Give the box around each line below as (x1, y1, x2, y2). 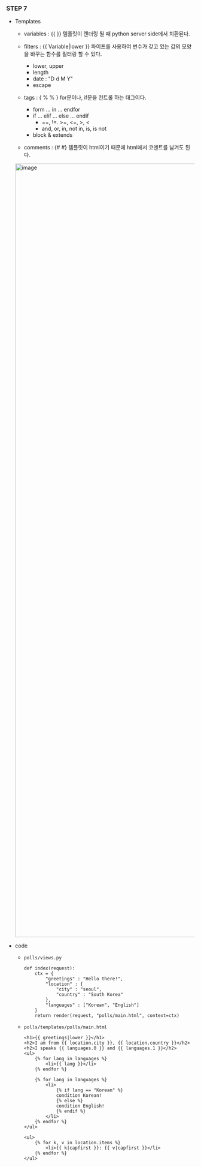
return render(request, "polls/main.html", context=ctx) (35, 1013, 179, 1019)
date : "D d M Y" (32, 75, 74, 82)
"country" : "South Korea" (56, 992, 124, 998)
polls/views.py (23, 955, 62, 961)
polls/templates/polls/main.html (23, 1024, 108, 1030)
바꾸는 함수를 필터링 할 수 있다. (30, 50, 102, 58)
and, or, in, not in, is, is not (41, 125, 106, 133)
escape (32, 82, 51, 89)
